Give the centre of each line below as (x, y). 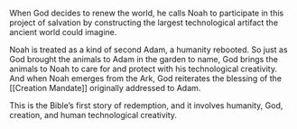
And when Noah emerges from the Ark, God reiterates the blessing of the (146, 78)
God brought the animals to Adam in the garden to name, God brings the (144, 59)
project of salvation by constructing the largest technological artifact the (144, 23)
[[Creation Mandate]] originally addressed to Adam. (105, 88)
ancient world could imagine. (63, 32)
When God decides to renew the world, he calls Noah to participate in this (147, 13)
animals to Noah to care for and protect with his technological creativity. (144, 69)
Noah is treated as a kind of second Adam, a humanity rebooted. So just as (148, 50)
